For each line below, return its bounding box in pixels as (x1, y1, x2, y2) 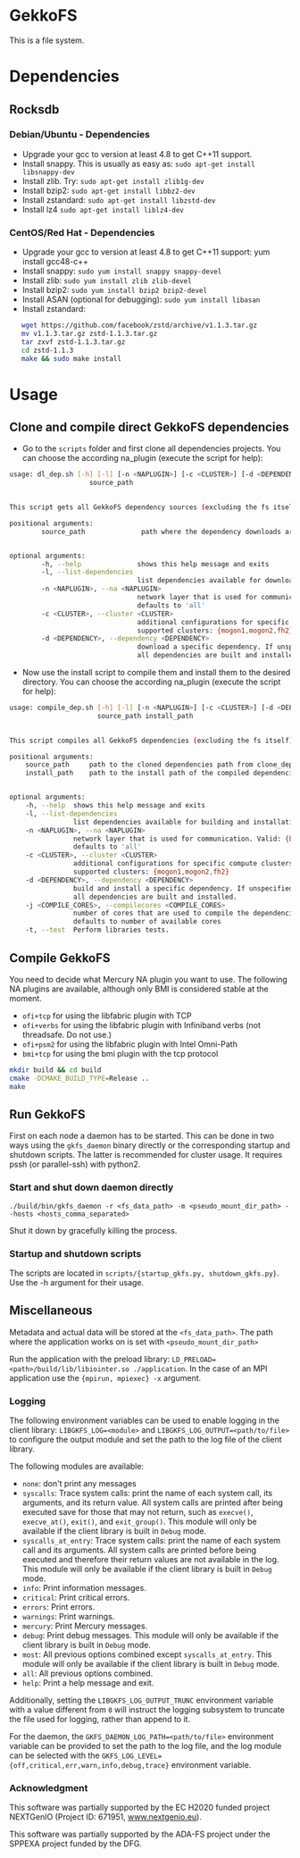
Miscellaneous (9, 1303, 93, 1318)
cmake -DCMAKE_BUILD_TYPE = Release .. (9, 1074, 150, 1083)
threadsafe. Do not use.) (21, 1029, 112, 1040)
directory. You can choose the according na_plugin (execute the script (21, 676, 281, 688)
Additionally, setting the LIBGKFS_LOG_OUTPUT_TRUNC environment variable (9, 1695, 274, 1706)
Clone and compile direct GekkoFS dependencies (9, 420, 289, 435)
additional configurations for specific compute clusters (72, 859, 294, 868)
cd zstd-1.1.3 (21, 346, 74, 355)
